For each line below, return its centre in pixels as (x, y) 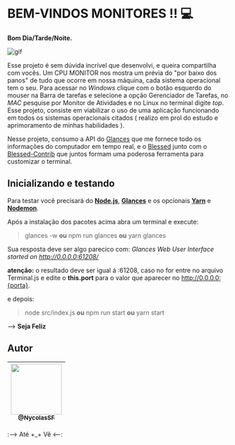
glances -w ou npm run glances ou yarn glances (95, 235)
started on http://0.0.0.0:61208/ (53, 256)
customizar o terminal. (40, 161)
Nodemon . (23, 208)
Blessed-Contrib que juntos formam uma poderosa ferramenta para (106, 154)
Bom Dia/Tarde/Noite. (40, 38)
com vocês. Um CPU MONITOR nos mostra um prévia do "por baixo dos (112, 73)
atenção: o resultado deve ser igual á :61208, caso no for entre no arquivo (115, 270)
